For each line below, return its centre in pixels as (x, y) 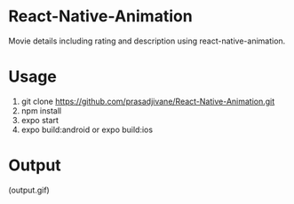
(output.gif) (29, 190)
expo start (40, 120)
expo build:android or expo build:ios (87, 129)
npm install (41, 110)
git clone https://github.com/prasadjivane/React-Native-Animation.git (148, 101)
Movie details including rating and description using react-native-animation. (147, 41)
